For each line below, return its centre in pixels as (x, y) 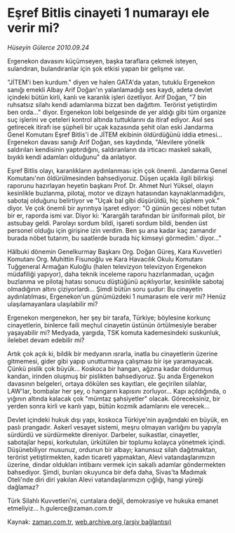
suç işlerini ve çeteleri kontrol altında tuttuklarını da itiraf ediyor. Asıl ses (111, 119)
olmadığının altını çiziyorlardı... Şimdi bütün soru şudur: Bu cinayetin (105, 289)
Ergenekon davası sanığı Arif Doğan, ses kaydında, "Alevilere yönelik (106, 142)
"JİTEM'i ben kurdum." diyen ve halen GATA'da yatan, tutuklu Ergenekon (111, 82)
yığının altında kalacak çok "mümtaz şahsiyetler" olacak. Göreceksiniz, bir (114, 399)
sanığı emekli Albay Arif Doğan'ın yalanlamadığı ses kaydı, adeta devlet (110, 89)
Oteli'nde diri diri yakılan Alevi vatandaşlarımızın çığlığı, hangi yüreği (105, 479)
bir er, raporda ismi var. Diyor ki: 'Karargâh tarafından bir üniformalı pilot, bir (116, 215)
